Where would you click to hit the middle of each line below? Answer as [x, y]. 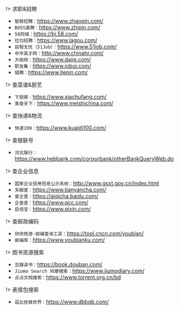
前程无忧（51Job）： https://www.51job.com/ [66, 46]
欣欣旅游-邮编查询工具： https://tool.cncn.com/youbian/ [79, 233]
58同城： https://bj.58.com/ [46, 34]
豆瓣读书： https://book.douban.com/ [58, 264]
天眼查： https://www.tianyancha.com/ [60, 190]
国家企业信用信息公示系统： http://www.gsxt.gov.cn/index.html [87, 183]
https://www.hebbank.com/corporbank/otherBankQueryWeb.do [94, 159]
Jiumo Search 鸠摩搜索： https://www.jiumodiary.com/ [79, 271]
